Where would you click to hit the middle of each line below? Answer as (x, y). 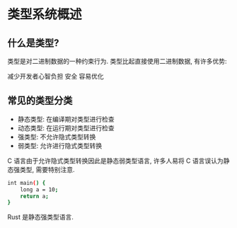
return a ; (35, 196)
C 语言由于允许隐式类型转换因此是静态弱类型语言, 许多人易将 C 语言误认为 (116, 161)
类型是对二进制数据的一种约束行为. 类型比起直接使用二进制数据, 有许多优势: (117, 61)
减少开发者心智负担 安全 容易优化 (56, 76)
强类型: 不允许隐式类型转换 (57, 137)
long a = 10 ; (39, 189)
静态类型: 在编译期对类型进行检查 (66, 119)
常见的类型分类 (40, 101)
